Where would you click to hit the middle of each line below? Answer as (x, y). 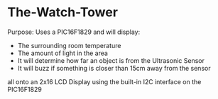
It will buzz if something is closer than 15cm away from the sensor (114, 68)
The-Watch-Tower (63, 12)
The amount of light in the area (63, 53)
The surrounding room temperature (69, 45)
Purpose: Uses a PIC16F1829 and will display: (74, 32)
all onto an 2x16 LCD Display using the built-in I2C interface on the (104, 81)
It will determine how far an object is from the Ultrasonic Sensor (111, 60)
